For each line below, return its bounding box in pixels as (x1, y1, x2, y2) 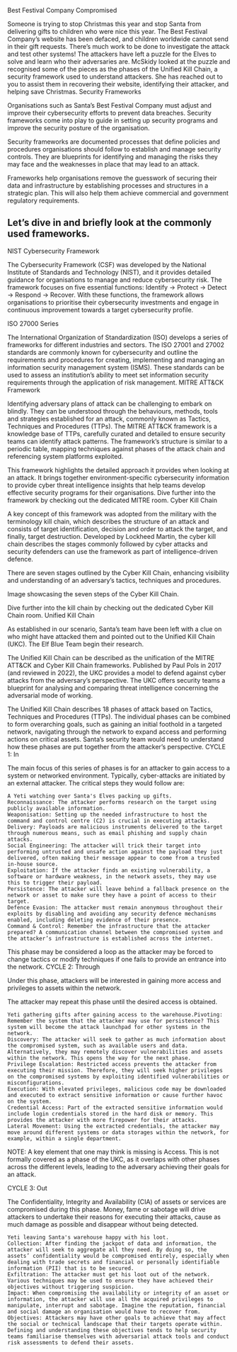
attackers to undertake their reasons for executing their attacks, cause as (7, 1212, 221, 1221)
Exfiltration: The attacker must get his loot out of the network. (7, 1271, 211, 1278)
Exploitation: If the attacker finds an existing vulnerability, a (7, 867, 211, 874)
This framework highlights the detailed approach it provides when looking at (7, 465, 230, 474)
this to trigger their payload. (7, 879, 103, 886)
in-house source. (7, 860, 59, 868)
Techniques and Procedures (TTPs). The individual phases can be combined (7, 712, 231, 721)
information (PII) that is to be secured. (7, 1264, 134, 1272)
